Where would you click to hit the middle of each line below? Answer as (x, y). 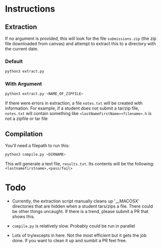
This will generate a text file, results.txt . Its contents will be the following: (80, 164)
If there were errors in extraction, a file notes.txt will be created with (74, 103)
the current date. (22, 49)
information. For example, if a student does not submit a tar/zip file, (72, 108)
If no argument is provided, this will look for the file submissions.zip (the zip (81, 38)
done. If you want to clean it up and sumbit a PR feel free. (69, 240)
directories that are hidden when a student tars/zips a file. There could (82, 206)
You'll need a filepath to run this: (37, 146)
